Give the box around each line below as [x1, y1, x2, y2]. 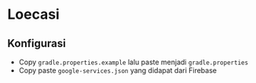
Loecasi [7, 5, 60, 23]
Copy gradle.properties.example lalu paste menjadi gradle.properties [18, 57, 249, 67]
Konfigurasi [7, 37, 66, 50]
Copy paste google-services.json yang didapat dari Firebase [18, 66, 218, 75]
